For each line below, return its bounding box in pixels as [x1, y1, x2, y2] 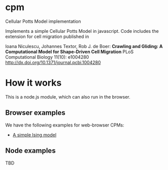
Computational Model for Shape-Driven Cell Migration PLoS [5, 49, 134, 55]
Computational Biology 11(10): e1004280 [5, 54, 89, 60]
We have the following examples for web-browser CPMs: [5, 122, 124, 128]
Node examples [5, 146, 56, 155]
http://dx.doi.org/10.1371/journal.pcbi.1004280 [5, 59, 101, 65]
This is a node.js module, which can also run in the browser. [5, 94, 130, 100]
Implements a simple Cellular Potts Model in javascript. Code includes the [5, 28, 159, 34]
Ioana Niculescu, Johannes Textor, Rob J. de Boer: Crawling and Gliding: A [5, 43, 163, 49]
